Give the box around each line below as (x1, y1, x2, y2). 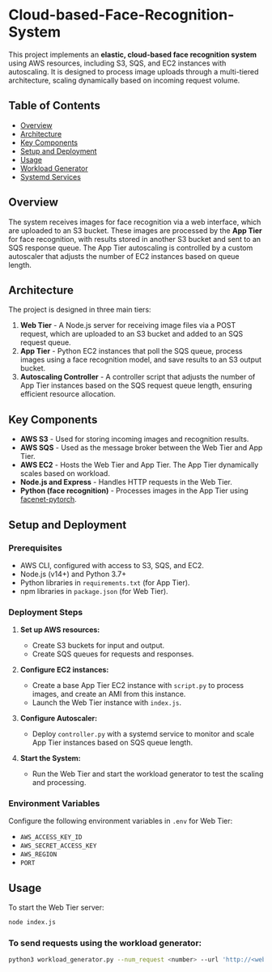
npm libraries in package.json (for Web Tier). (19, 586, 168, 596)
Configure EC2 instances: (19, 665, 109, 675)
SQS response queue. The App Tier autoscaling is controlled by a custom (8, 243, 253, 253)
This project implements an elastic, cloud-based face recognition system (8, 49, 257, 59)
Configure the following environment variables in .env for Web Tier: (8, 816, 233, 826)
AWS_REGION (19, 851, 57, 859)
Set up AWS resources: (19, 625, 100, 635)
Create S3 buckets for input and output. (32, 641, 165, 651)
